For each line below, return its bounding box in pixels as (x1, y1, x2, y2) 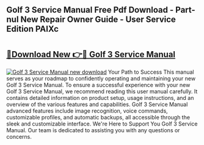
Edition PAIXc (6, 24, 59, 34)
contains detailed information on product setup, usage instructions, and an (6, 94, 194, 101)
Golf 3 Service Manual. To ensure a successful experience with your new (6, 82, 191, 88)
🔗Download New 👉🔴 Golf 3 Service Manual (6, 49, 176, 60)
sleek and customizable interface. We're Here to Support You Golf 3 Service (6, 120, 198, 127)
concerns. (6, 133, 32, 140)
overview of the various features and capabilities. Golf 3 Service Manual (6, 101, 188, 108)
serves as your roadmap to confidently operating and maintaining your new (6, 75, 196, 82)
